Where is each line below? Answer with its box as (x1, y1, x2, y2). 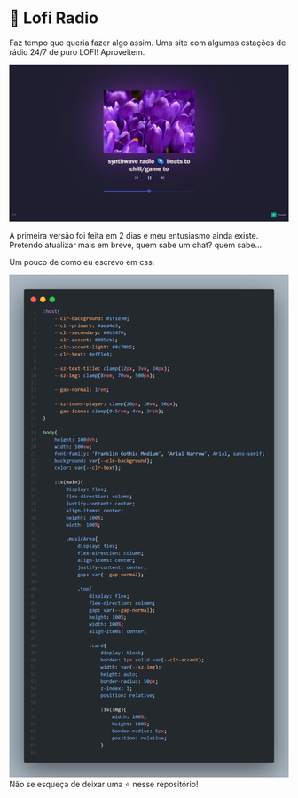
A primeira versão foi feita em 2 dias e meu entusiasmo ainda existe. (9, 231, 259, 241)
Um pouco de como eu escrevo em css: (9, 257, 155, 268)
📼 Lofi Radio (9, 8, 99, 28)
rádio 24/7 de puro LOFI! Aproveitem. (9, 46, 145, 57)
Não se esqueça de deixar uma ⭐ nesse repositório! (9, 779, 199, 790)
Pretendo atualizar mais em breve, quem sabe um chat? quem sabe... (9, 239, 263, 251)
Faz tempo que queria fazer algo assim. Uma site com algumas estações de (9, 37, 286, 48)
